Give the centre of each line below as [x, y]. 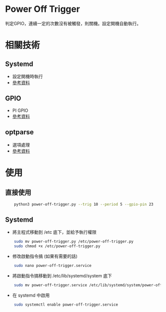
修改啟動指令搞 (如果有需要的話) [45, 256]
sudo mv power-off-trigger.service [51, 285]
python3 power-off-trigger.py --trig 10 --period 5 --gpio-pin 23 [84, 204]
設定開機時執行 [27, 76]
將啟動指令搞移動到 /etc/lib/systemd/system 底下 [62, 275]
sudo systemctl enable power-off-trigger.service [66, 305]
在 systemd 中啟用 [31, 295]
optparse [20, 132]
